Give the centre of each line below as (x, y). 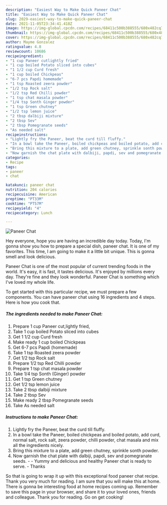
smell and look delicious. (31, 257)
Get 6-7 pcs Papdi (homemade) (45, 347)
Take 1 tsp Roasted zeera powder (47, 353)
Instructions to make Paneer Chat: (42, 417)
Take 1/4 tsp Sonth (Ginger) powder (49, 374)
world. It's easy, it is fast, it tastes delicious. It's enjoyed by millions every (80, 272)
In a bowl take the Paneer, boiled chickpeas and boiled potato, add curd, (86, 435)
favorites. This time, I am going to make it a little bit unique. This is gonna (80, 252)
